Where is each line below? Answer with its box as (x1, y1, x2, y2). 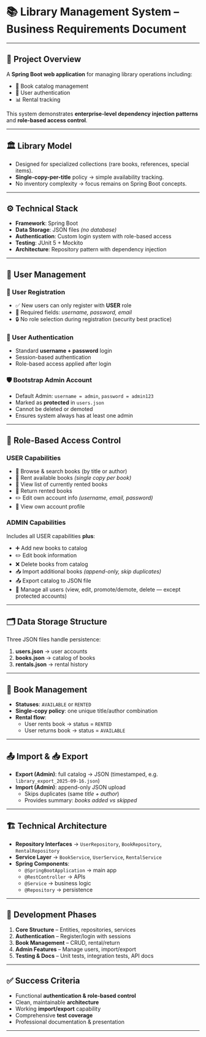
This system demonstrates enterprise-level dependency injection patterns (6, 110, 198, 117)
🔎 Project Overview (6, 54, 82, 65)
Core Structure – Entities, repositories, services (15, 926, 136, 933)
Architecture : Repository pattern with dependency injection (15, 246, 167, 253)
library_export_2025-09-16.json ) (15, 777, 100, 785)
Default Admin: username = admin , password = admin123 (15, 392, 154, 399)
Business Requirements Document (6, 22, 187, 36)
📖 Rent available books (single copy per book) (15, 474, 132, 482)
